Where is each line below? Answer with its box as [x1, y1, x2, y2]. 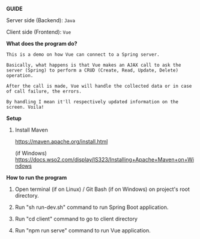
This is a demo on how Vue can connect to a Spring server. [6, 52, 160, 58]
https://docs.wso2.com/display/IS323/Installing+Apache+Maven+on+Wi [14, 156, 194, 163]
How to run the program [6, 174, 67, 181]
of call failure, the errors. [6, 88, 82, 94]
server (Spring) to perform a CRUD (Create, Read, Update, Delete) [6, 67, 179, 73]
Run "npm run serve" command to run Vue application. [14, 227, 151, 234]
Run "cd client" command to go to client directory [14, 216, 138, 222]
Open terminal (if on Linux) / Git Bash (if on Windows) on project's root [14, 186, 190, 193]
